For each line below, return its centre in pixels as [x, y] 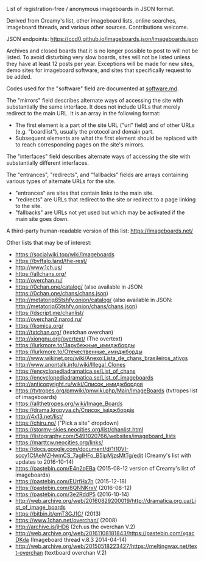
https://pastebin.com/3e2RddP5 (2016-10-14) [72, 494]
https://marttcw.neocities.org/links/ [59, 442]
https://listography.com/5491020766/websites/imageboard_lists [95, 436]
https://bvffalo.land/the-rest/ [51, 261]
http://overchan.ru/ [39, 280]
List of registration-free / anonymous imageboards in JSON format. [90, 9]
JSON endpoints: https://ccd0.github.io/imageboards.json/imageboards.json [102, 39]
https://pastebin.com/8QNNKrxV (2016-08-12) [73, 488]
